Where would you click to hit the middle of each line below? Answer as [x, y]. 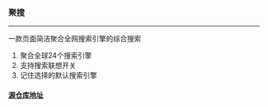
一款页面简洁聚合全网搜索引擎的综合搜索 [75, 39]
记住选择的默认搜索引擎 [58, 75]
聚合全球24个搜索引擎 [56, 55]
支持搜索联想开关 [48, 66]
